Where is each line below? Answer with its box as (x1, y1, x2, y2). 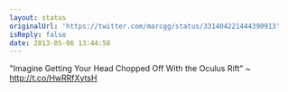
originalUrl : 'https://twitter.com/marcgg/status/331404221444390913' (9, 22, 281, 31)
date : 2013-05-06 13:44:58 (9, 38, 111, 48)
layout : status (9, 13, 67, 23)
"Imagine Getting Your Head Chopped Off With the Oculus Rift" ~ (9, 63, 251, 74)
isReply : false (9, 30, 67, 39)
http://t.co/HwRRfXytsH (9, 73, 98, 84)
